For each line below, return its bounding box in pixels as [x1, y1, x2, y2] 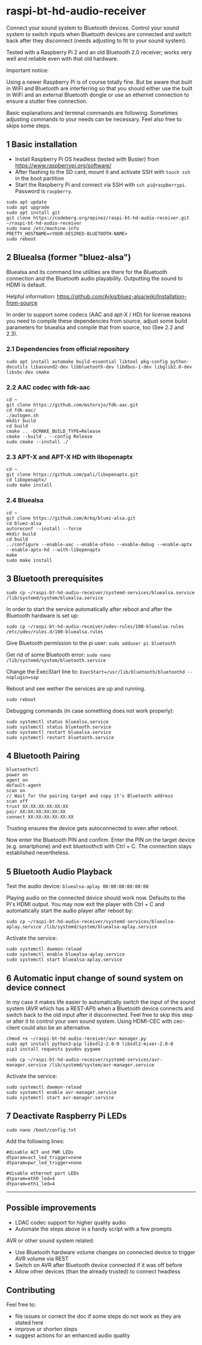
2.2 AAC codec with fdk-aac [6, 383, 90, 391]
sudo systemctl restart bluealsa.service [6, 729, 112, 735]
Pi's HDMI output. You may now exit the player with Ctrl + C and [6, 901, 165, 908]
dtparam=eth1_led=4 [6, 1181, 55, 1187]
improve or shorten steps [14, 1326, 78, 1333]
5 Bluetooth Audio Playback [6, 866, 112, 877]
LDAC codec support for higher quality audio [14, 1219, 126, 1226]
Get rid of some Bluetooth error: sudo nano [6, 651, 111, 658]
